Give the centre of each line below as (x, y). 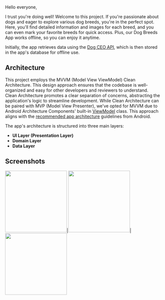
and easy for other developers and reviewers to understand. (87, 90)
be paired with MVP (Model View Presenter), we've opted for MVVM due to (81, 106)
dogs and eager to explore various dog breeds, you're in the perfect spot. (80, 22)
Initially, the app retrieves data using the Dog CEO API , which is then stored (81, 47)
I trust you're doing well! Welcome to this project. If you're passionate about (82, 17)
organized (15, 90)
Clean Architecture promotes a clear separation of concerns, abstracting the (82, 95)
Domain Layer (27, 140)
